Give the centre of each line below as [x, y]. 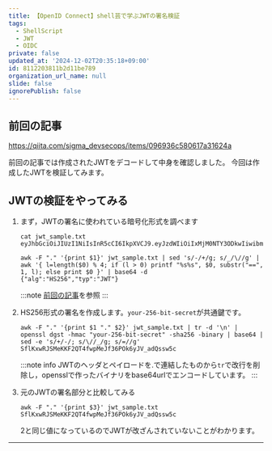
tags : [17, 23]
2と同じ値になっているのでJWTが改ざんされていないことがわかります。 [139, 430]
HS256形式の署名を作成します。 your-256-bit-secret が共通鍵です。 [132, 312]
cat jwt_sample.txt [53, 237]
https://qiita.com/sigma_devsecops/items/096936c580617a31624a [120, 145]
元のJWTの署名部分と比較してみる [78, 392]
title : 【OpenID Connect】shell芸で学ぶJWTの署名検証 [94, 16]
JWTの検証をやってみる [68, 200]
